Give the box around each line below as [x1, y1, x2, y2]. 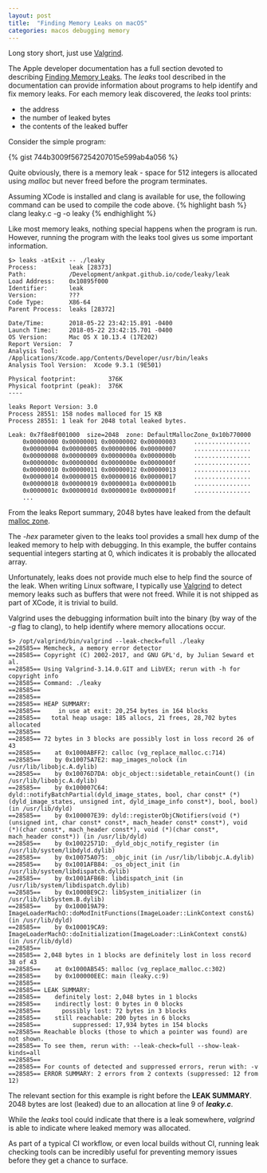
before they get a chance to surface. [8, 1155, 129, 1165]
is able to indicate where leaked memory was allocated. [8, 1124, 191, 1133]
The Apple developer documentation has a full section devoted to [8, 64, 223, 73]
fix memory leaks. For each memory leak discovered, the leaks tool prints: [8, 89, 252, 99]
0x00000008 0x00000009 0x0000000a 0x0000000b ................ [22, 452, 251, 460]
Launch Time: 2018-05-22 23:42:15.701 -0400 [8, 326, 173, 335]
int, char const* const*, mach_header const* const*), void [43, 819, 248, 827]
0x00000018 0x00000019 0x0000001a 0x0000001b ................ [22, 480, 251, 488]
